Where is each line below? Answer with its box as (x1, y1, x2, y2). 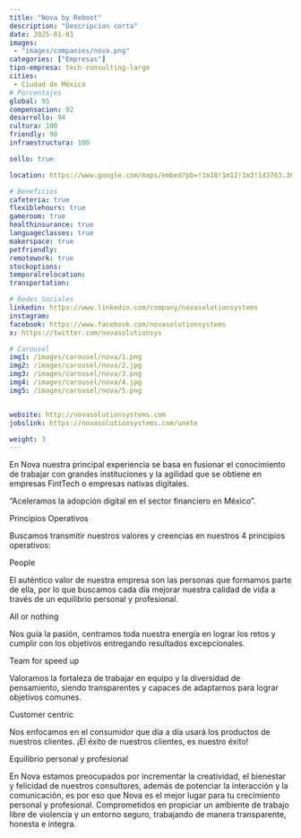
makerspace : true (9, 237, 74, 246)
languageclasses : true (9, 229, 94, 238)
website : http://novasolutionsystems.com (9, 410, 167, 419)
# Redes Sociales (9, 295, 74, 304)
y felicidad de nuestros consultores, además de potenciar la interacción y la (9, 781, 288, 791)
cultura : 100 (9, 122, 58, 131)
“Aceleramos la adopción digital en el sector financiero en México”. (9, 495, 256, 507)
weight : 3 (9, 434, 47, 444)
